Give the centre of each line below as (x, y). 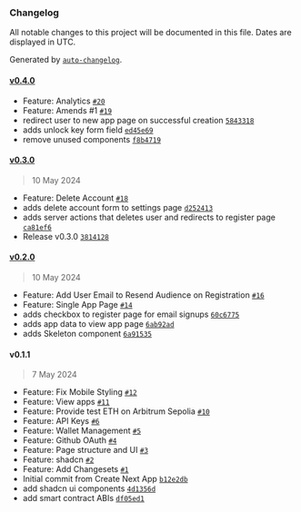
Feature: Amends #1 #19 (67, 110)
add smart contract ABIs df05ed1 (84, 498)
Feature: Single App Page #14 (78, 304)
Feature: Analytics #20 (64, 101)
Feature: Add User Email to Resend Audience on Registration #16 (144, 295)
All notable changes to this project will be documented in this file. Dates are (151, 33)
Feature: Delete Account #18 (75, 198)
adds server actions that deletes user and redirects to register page (149, 217)
